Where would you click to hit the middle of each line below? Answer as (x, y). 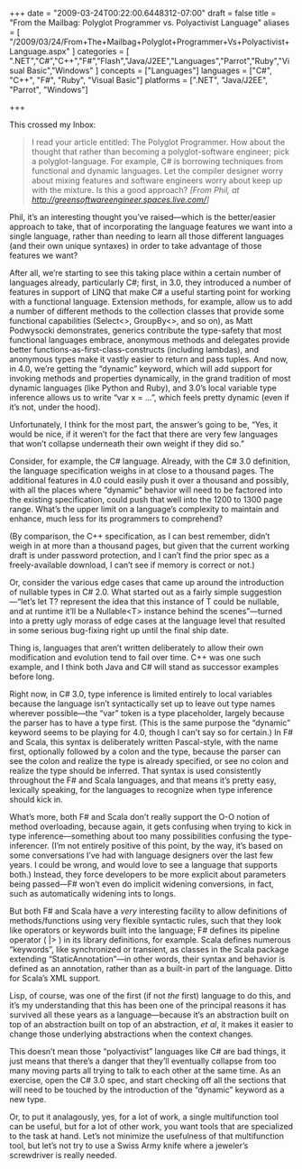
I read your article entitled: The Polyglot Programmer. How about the (158, 142)
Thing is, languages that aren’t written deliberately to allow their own (137, 648)
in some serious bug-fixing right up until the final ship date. (119, 630)
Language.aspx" (40, 51)
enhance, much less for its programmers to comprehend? (116, 519)
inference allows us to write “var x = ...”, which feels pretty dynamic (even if (150, 397)
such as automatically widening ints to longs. (93, 893)
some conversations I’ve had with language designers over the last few (141, 855)
